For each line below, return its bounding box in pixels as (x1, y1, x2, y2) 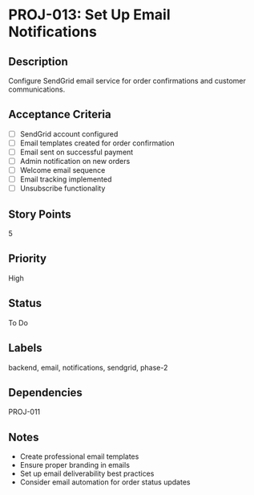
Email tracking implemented (19, 174, 112, 184)
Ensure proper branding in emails (19, 460, 131, 470)
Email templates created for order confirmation (19, 138, 175, 148)
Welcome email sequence (19, 166, 106, 175)
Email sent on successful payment (19, 147, 134, 157)
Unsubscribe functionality (19, 183, 106, 194)
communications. (8, 84, 66, 94)
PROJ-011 (8, 407, 41, 417)
